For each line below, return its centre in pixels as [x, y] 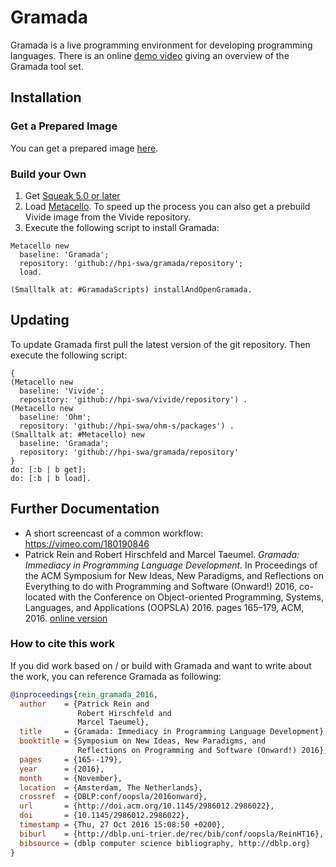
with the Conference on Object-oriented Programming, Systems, [191, 597]
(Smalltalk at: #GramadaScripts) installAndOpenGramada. [131, 289]
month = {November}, [71, 778]
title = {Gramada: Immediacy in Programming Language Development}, [174, 732]
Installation [46, 97]
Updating [40, 320]
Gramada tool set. [47, 66]
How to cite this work [62, 644]
